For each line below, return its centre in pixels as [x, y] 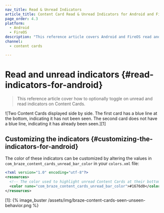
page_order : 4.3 [21, 19]
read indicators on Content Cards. [51, 104]
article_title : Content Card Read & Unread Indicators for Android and [79, 14]
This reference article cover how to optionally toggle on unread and [85, 98]
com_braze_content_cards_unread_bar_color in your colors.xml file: [72, 164]
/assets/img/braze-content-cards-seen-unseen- [97, 200]
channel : [14, 42]
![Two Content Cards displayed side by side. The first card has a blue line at [81, 113]
